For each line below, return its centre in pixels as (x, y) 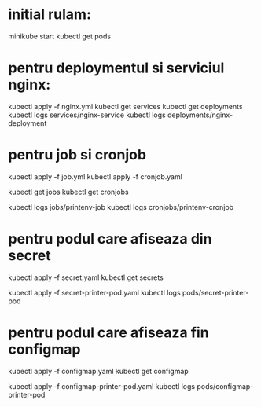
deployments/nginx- (200, 115)
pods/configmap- (225, 386)
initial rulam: (50, 15)
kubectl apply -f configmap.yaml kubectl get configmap (98, 371)
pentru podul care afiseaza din (110, 239)
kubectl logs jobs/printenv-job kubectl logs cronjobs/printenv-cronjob (121, 207)
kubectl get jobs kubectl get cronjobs (68, 192)
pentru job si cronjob (77, 155)
